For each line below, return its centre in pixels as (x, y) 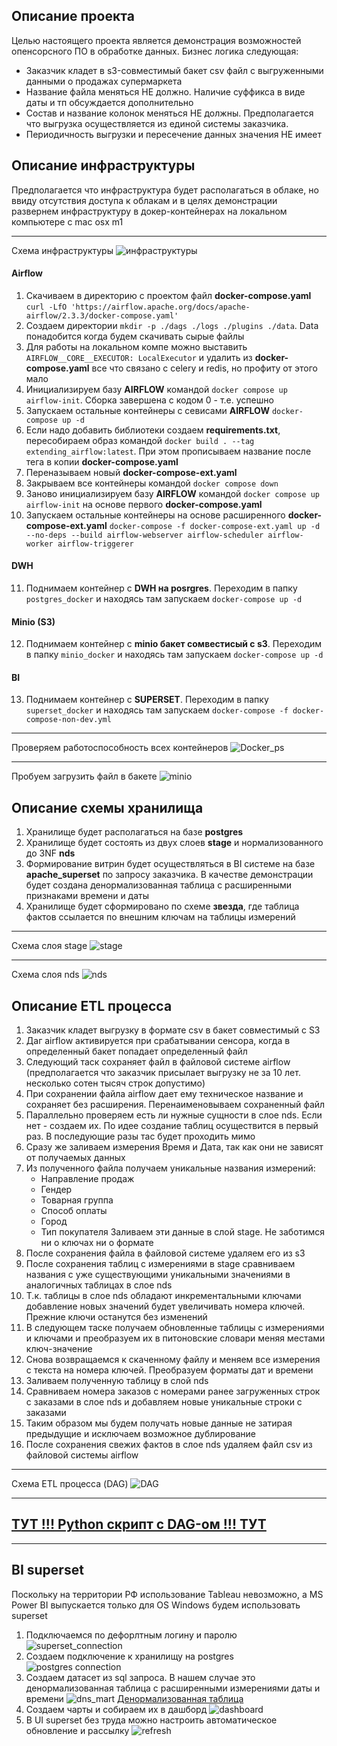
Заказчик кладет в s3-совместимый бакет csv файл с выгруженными (174, 70)
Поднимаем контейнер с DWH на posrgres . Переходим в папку (161, 588)
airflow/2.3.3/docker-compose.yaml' (102, 315)
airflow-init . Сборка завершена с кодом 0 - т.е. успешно (149, 400)
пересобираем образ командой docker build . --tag (140, 440)
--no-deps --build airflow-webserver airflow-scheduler (144, 535)
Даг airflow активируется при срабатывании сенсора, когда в (158, 1041)
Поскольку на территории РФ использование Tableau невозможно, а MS (167, 1594)
